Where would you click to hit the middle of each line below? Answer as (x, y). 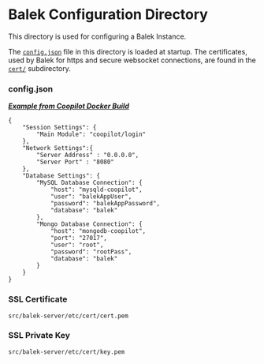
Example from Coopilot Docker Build (69, 106)
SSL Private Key (39, 336)
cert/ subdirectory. (39, 68)
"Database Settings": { (61, 176)
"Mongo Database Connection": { (90, 224)
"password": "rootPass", (91, 252)
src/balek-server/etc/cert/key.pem (67, 352)
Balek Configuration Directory (108, 15)
